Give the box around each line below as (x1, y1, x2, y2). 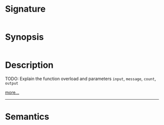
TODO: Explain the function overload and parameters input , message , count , (5, 76, 156, 82)
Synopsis (5, 32, 44, 42)
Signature (5, 3, 46, 15)
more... (5, 89, 20, 95)
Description (5, 60, 54, 71)
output (5, 81, 19, 86)
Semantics (5, 111, 50, 122)
